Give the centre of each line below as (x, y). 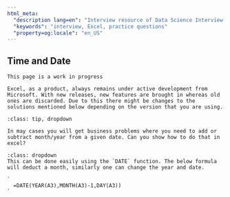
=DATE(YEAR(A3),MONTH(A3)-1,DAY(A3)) (67, 186)
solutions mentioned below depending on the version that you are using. (115, 107)
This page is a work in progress (55, 77)
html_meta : (23, 13)
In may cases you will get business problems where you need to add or (112, 131)
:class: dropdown (32, 156)
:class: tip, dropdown (40, 119)
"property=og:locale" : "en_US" (58, 33)
